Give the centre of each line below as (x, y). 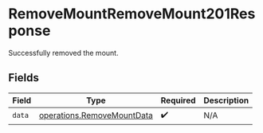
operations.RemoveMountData (96, 115)
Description (226, 100)
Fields (24, 78)
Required (178, 100)
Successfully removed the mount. (63, 53)
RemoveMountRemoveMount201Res (132, 14)
